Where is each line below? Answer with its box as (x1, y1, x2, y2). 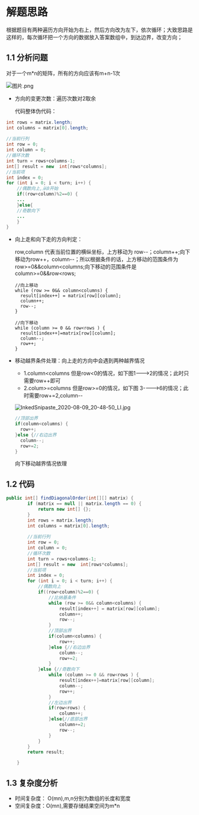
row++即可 (34, 377, 61, 384)
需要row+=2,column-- (28, 392, 83, 399)
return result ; (27, 749, 65, 755)
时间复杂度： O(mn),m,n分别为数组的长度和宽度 (14, 795, 131, 802)
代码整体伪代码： (14, 108, 57, 115)
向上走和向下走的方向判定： (14, 236, 83, 243)
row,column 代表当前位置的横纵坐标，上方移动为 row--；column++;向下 (14, 248, 191, 255)
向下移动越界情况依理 (14, 460, 67, 467)
